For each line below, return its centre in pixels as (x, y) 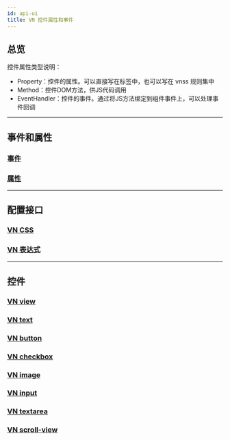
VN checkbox (30, 357)
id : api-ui (23, 13)
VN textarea (27, 411)
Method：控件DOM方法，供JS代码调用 (72, 90)
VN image (24, 375)
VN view (22, 301)
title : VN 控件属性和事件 (40, 20)
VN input (22, 393)
